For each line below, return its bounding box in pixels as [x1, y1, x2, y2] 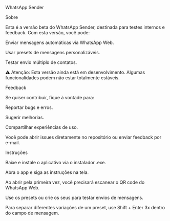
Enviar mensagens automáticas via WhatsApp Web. [5, 39, 114, 46]
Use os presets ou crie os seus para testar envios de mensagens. [5, 194, 143, 201]
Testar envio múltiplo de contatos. [5, 59, 77, 65]
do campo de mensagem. [5, 210, 59, 216]
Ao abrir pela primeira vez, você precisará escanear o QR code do [5, 179, 145, 185]
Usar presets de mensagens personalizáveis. [5, 50, 100, 55]
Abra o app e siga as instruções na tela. [5, 169, 89, 175]
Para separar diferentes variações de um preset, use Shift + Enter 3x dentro [5, 205, 165, 210]
